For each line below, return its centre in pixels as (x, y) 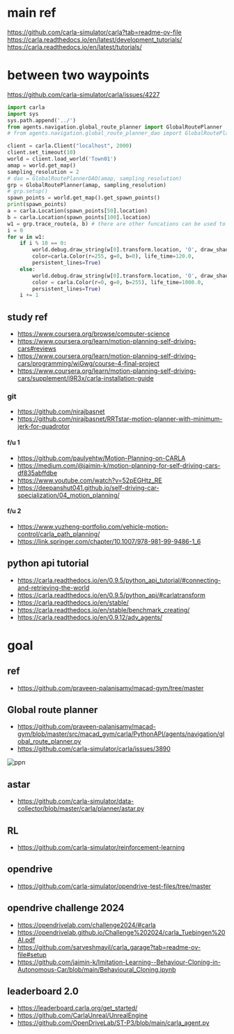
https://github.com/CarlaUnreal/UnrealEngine (83, 1015)
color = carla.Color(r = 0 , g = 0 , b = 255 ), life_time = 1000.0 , (118, 282)
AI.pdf (26, 940)
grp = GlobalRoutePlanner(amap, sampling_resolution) (87, 185)
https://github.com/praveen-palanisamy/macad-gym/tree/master (110, 688)
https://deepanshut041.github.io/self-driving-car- (88, 487)
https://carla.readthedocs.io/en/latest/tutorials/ (75, 47)
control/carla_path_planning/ (58, 534)
